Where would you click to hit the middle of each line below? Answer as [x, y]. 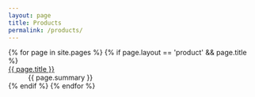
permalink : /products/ [46, 30]
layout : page [30, 15]
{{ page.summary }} [61, 78]
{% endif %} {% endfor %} [52, 86]
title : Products [35, 23]
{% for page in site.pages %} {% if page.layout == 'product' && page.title [127, 53]
